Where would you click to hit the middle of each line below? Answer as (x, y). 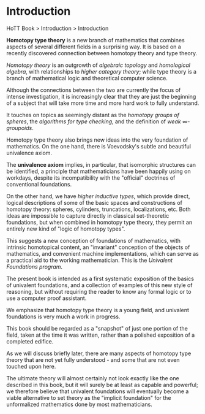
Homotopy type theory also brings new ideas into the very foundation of (97, 140)
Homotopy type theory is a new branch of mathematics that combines (95, 40)
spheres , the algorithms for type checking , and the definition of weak (94, 121)
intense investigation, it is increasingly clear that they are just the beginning (101, 96)
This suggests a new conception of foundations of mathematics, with (93, 240)
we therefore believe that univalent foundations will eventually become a (98, 391)
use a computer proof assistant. (47, 298)
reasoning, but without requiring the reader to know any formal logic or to (99, 291)
